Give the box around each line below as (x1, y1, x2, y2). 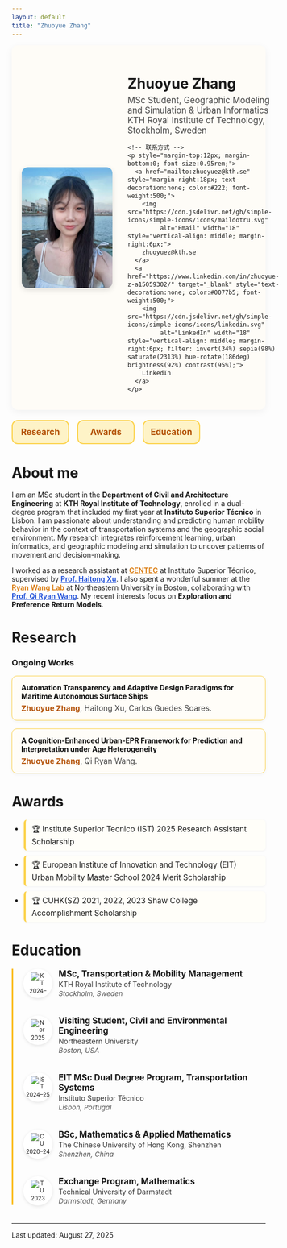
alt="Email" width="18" (160, 224, 239, 232)
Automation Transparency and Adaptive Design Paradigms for (21, 682, 235, 692)
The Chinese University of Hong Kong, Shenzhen (58, 1140, 223, 1150)
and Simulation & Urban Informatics (127, 105, 269, 116)
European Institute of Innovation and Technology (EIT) (42, 859, 237, 870)
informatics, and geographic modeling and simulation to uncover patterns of (11, 541, 265, 551)
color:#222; (188, 184, 229, 192)
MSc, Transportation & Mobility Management (58, 968, 243, 980)
